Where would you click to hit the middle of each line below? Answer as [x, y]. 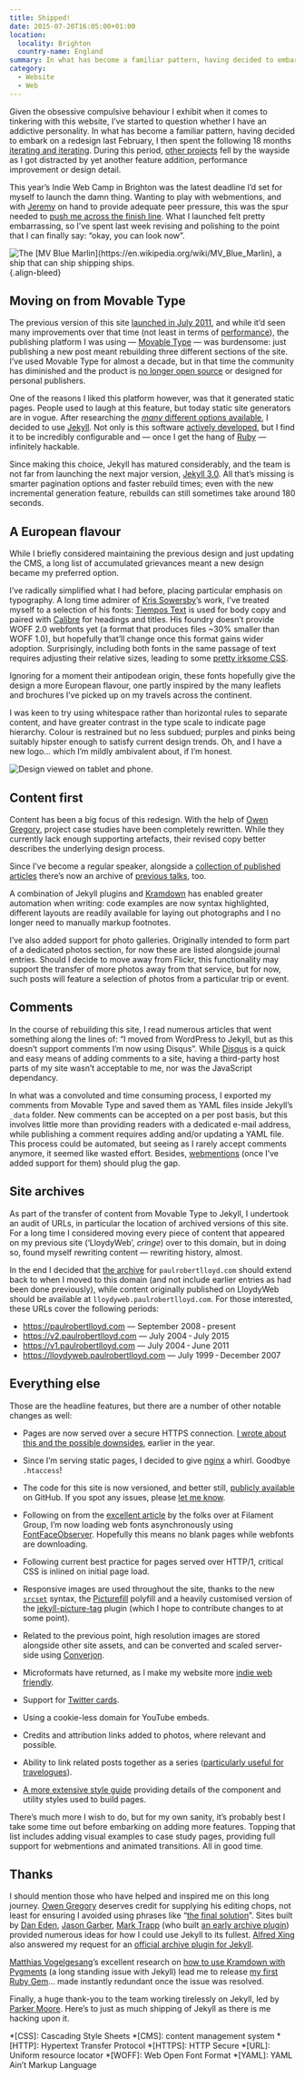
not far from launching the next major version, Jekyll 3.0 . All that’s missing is [152, 474]
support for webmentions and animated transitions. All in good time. [136, 1846]
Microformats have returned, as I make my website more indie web [148, 1672]
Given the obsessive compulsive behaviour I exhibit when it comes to [138, 111]
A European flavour [65, 532]
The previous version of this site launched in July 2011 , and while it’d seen [148, 323]
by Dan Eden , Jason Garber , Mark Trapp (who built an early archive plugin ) [149, 1925]
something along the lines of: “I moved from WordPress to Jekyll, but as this [151, 1039]
